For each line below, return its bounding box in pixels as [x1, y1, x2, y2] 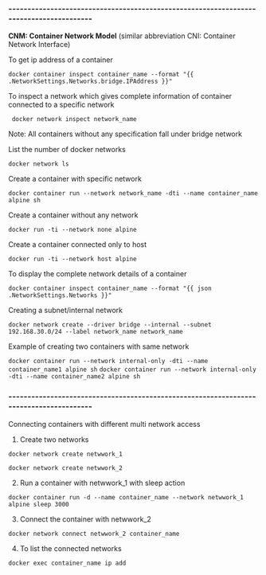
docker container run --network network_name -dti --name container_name [8, 190, 259, 198]
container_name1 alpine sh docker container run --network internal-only [8, 366, 256, 374]
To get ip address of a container [8, 55, 113, 65]
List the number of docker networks [8, 145, 126, 155]
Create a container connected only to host [8, 240, 147, 249]
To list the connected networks [19, 543, 122, 553]
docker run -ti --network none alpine [8, 226, 137, 234]
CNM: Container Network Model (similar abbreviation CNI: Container [8, 31, 237, 41]
